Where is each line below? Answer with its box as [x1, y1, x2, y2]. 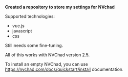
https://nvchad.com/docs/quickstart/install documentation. [5, 66, 124, 72]
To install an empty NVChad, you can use [5, 62, 88, 67]
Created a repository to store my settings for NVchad [5, 4, 115, 10]
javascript [12, 28, 32, 33]
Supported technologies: [5, 14, 55, 19]
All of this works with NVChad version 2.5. [5, 52, 90, 58]
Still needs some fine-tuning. [5, 43, 64, 48]
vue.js [12, 23, 24, 29]
